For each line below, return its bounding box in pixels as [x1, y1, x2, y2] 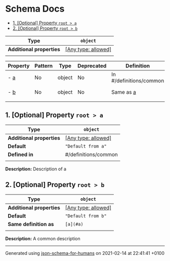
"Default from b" [65, 213, 107, 218]
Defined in [8, 151, 34, 158]
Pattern [34, 62, 53, 69]
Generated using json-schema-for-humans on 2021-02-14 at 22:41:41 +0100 [5, 250, 165, 256]
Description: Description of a [5, 166, 67, 172]
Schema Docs [5, 3, 65, 15]
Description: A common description [5, 235, 80, 241]
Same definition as [8, 220, 54, 228]
